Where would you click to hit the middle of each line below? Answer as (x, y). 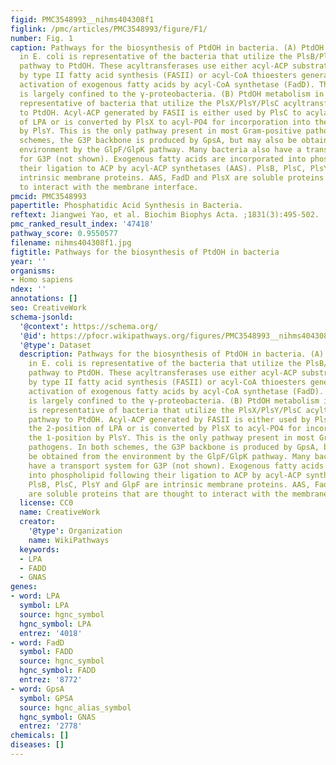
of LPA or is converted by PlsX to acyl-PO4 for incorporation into (165, 122)
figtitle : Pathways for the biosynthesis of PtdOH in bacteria (145, 252)
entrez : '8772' (51, 680)
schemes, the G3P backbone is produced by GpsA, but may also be (158, 141)
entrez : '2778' (51, 726)
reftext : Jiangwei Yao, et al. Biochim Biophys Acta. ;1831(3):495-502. (165, 215)
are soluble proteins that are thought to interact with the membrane (178, 494)
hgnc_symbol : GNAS (58, 717)
